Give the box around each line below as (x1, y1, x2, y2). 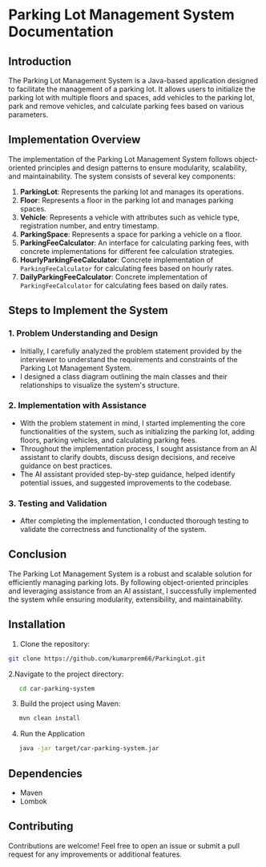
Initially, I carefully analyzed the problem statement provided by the (19, 346, 243, 356)
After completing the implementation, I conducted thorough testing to (19, 516, 249, 526)
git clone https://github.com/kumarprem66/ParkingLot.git (8, 655, 206, 663)
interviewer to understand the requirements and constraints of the (19, 354, 238, 364)
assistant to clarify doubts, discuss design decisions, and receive (19, 452, 236, 462)
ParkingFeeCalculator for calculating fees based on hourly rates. (19, 263, 234, 273)
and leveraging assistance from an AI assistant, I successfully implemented (8, 586, 256, 595)
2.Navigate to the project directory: (8, 669, 124, 679)
